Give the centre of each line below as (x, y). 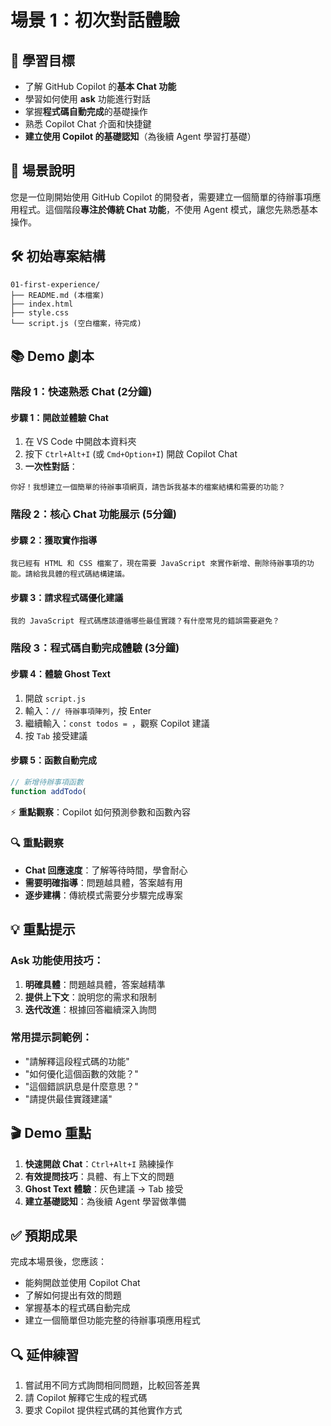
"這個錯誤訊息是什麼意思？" (81, 1086)
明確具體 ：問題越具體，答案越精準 (95, 984)
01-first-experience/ (55, 284)
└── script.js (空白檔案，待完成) (76, 323)
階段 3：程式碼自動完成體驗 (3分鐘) (95, 648)
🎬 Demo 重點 (51, 1133)
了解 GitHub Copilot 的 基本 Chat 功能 (100, 86)
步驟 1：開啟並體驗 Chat (59, 417)
